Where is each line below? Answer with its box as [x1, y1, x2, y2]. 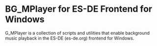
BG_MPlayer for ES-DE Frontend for [5, 3, 153, 15]
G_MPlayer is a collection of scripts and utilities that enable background [5, 30, 150, 36]
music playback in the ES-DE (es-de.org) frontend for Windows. [5, 35, 134, 41]
